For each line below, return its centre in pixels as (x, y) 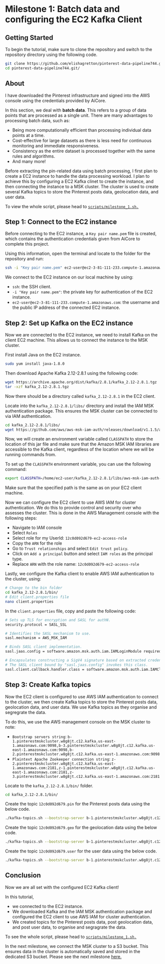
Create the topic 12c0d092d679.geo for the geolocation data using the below (81, 827)
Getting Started (29, 38)
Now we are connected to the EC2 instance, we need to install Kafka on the (82, 335)
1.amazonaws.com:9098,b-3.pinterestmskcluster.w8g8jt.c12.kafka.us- (84, 745)
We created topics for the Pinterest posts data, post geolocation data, (82, 922)
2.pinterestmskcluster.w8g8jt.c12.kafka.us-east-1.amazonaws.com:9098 (86, 754)
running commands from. (31, 455)
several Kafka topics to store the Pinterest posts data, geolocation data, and (82, 192)
